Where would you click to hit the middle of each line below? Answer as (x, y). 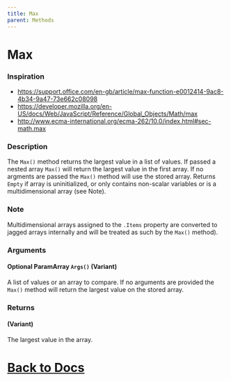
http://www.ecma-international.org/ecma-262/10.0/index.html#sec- (114, 121)
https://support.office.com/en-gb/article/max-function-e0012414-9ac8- (120, 91)
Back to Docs (46, 368)
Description (27, 146)
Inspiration (26, 76)
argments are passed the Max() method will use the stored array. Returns (111, 177)
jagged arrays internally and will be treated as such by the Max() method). (113, 232)
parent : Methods (31, 20)
